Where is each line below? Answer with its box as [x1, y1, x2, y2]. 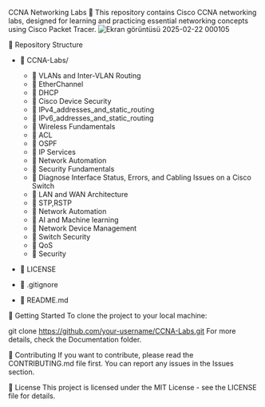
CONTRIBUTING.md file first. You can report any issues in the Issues [8, 359, 234, 368]
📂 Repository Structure [8, 40, 84, 49]
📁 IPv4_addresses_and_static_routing [31, 105, 154, 114]
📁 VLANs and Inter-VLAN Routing [31, 71, 141, 80]
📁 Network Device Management [31, 223, 137, 233]
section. [8, 367, 35, 377]
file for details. [8, 391, 56, 401]
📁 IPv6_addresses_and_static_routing [31, 113, 154, 123]
